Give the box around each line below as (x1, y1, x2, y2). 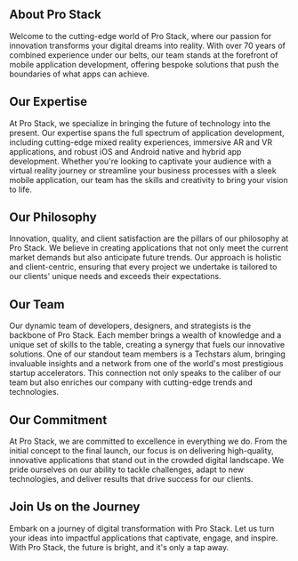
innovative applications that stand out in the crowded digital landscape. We (9, 455, 285, 466)
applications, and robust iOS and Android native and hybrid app (9, 146, 242, 156)
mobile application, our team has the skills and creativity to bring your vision (9, 174, 289, 185)
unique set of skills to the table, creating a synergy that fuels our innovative (9, 340, 286, 350)
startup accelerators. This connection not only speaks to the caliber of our (9, 368, 282, 379)
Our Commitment (9, 413, 108, 428)
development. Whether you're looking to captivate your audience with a (9, 156, 272, 166)
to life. (9, 184, 33, 195)
